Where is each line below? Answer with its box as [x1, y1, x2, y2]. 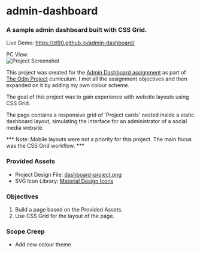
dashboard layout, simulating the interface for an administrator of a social [6, 118, 187, 125]
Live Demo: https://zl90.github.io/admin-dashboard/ [6, 39, 135, 46]
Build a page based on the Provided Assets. [14, 206, 123, 213]
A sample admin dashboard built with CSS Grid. [6, 26, 147, 34]
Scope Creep [6, 227, 45, 236]
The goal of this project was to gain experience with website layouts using [6, 93, 189, 100]
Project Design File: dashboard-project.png [14, 171, 122, 178]
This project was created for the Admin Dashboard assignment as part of [6, 69, 187, 76]
